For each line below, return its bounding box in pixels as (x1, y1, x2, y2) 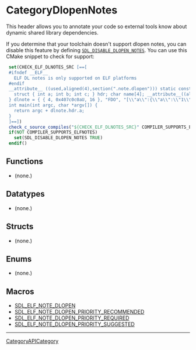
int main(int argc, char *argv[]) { (8, 102, 98, 108)
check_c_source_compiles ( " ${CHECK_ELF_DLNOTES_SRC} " (8, 124, 140, 130)
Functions (6, 156, 44, 167)
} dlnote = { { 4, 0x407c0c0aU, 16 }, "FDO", (8, 97, 121, 103)
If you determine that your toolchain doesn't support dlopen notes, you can (6, 40, 187, 47)
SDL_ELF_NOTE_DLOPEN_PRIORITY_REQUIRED (14, 314, 129, 322)
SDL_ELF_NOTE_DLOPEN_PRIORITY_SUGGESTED (14, 321, 135, 328)
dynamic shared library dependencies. (6, 29, 99, 36)
